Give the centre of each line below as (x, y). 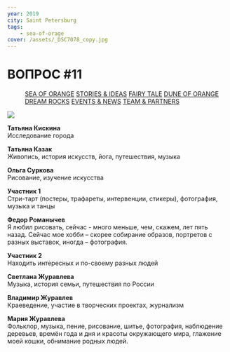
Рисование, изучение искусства (55, 178)
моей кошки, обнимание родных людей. (68, 341)
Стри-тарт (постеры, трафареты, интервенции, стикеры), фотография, (113, 199)
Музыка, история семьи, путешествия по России (81, 284)
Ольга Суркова (31, 170)
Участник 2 (25, 256)
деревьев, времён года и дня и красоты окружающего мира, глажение (115, 334)
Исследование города (41, 136)
